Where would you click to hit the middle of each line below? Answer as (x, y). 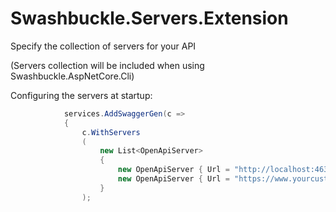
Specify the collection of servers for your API (103, 46)
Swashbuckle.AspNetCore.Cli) (72, 76)
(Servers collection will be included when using (107, 65)
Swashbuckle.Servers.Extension (149, 18)
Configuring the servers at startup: (81, 95)
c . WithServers (111, 132)
